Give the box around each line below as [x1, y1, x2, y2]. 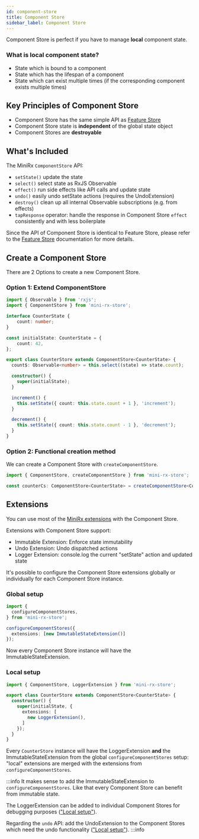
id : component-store [6, 8, 57, 15]
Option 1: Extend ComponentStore [6, 284, 107, 292]
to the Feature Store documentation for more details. [6, 235, 134, 243]
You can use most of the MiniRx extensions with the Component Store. [6, 515, 179, 522]
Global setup [6, 590, 44, 598]
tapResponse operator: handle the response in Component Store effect [14, 212, 188, 219]
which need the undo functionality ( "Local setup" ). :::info [6, 826, 145, 833]
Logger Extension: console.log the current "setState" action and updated [14, 551, 192, 558]
